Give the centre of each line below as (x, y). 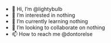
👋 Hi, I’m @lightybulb (37, 9)
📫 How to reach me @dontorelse (52, 34)
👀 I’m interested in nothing (43, 15)
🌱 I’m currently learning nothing (50, 21)
